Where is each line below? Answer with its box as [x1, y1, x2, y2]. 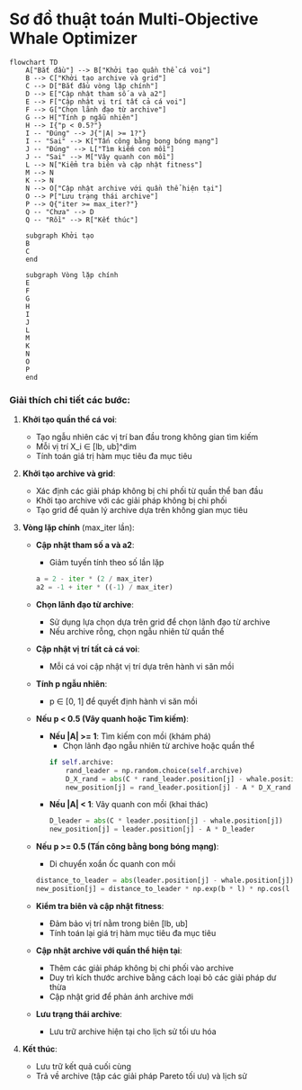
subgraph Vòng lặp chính [25, 270, 119, 279]
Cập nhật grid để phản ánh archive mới [49, 991, 194, 1002]
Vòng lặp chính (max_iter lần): [22, 522, 135, 533]
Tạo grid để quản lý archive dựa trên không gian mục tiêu [35, 505, 248, 516]
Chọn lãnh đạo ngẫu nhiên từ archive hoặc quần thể [62, 740, 255, 751]
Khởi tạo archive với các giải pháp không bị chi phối [35, 495, 227, 506]
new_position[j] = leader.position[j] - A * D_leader [49, 824, 255, 834]
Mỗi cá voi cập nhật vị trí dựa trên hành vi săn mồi [49, 661, 235, 671]
